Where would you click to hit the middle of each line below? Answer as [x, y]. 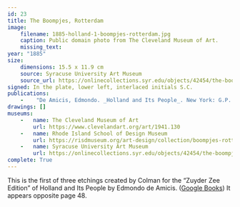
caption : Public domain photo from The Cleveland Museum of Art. [120, 41]
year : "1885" [27, 54]
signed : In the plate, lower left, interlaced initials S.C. [100, 87]
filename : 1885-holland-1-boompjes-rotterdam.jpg [96, 34]
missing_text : [41, 47]
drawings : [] [27, 107]
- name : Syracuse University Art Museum [84, 147]
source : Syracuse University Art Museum [81, 74]
